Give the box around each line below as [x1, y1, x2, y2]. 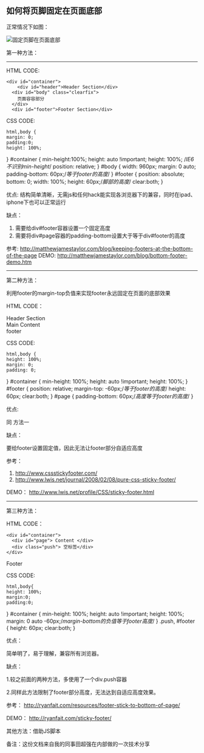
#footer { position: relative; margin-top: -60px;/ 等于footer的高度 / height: [6, 385, 186, 392]
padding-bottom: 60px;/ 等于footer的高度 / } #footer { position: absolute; [6, 170, 185, 178]
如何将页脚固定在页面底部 [6, 5, 102, 16]
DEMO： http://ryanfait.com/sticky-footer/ [6, 714, 112, 721]
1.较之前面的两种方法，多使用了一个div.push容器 [6, 675, 127, 683]
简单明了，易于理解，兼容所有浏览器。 [6, 650, 102, 657]
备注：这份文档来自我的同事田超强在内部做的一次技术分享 [6, 740, 150, 748]
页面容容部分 [17, 96, 44, 102]
